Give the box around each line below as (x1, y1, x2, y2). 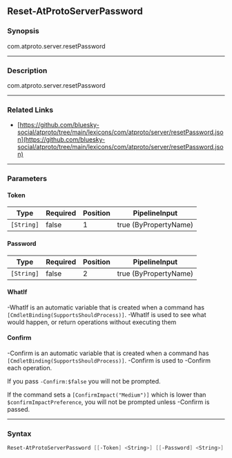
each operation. (7, 364, 52, 372)
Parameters (7, 174, 47, 184)
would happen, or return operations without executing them (7, 318, 177, 326)
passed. (7, 405, 30, 414)
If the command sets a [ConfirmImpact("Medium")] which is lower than (7, 390, 206, 399)
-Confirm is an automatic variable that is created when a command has (7, 349, 209, 358)
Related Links (7, 105, 54, 115)
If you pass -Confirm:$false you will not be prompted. (7, 377, 161, 385)
